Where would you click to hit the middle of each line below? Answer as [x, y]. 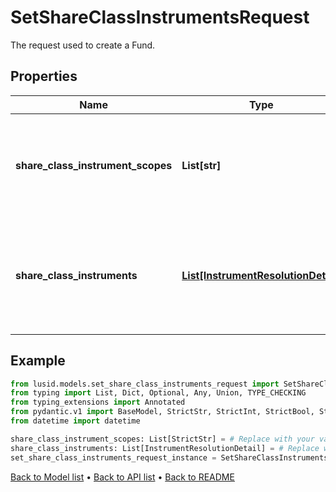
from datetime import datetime [75, 421]
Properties [44, 76]
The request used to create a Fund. [83, 45]
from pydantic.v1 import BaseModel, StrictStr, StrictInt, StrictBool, [162, 412]
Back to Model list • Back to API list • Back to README [122, 477]
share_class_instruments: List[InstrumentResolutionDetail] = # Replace [165, 448]
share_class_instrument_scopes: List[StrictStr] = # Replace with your [162, 439]
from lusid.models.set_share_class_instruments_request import [145, 384]
